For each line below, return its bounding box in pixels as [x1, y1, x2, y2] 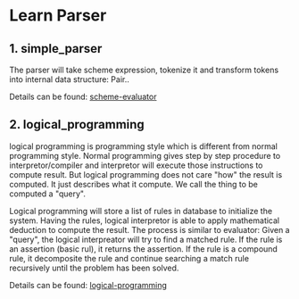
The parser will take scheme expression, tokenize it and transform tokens [9, 64, 279, 75]
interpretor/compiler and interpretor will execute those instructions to [9, 160, 263, 170]
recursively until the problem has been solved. [9, 262, 179, 273]
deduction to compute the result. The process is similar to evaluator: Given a [9, 224, 290, 235]
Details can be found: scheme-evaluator [9, 91, 157, 102]
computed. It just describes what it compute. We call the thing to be [9, 179, 259, 189]
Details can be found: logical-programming [9, 279, 168, 290]
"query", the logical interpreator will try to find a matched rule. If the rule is [9, 234, 283, 245]
